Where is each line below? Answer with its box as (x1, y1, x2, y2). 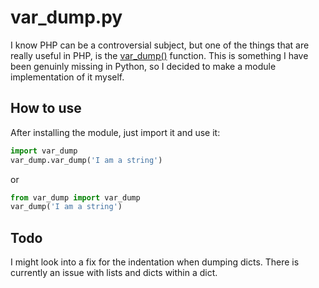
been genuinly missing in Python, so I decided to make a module (10, 60, 277, 72)
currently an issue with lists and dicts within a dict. (10, 267, 218, 279)
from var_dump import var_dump (10, 192, 141, 203)
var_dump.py (10, 6, 123, 29)
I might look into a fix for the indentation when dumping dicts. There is (10, 256, 300, 268)
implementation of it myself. (10, 71, 125, 83)
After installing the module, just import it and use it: (10, 126, 221, 138)
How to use (10, 100, 82, 117)
